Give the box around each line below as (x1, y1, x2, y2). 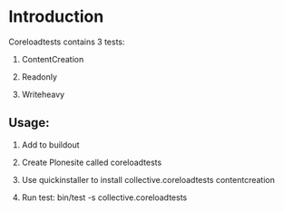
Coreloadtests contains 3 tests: (8, 36, 125, 47)
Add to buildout (21, 139, 80, 150)
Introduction (8, 6, 104, 27)
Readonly (21, 71, 58, 82)
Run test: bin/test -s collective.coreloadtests (21, 192, 188, 203)
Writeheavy (21, 89, 65, 100)
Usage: (8, 115, 51, 130)
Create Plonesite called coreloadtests (21, 157, 162, 168)
